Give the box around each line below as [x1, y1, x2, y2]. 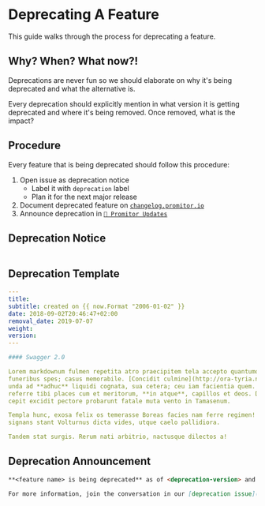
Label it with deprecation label [31, 183, 130, 193]
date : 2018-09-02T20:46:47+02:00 [8, 309, 118, 317]
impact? [8, 116, 34, 126]
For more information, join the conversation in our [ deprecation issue [8, 489, 252, 498]
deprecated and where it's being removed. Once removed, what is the [8, 107, 236, 117]
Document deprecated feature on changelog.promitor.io [19, 200, 205, 210]
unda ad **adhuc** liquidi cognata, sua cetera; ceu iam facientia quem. [8, 382, 256, 390]
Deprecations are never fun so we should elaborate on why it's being [8, 75, 233, 84]
